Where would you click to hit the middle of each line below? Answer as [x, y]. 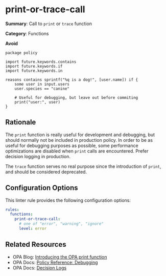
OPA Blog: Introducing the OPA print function [60, 257]
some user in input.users [42, 84]
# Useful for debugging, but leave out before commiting [76, 98]
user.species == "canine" [42, 89]
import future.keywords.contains [41, 62]
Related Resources [36, 245]
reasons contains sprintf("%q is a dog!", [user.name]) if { [72, 80]
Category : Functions [27, 33]
